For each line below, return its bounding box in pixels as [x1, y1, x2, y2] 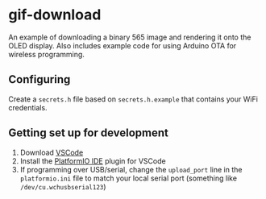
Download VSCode [19, 147, 84, 157]
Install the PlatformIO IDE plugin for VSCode [19, 155, 167, 166]
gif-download [8, 6, 102, 24]
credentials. [8, 102, 48, 112]
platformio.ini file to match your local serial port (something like [19, 173, 238, 183]
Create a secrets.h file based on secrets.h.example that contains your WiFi [8, 94, 258, 104]
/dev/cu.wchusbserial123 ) [19, 181, 106, 191]
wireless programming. [8, 49, 85, 59]
